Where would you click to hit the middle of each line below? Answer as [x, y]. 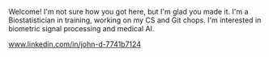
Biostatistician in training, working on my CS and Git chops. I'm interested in [135, 20]
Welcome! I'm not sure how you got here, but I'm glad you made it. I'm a [128, 12]
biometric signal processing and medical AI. [81, 28]
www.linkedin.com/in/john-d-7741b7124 [75, 44]
